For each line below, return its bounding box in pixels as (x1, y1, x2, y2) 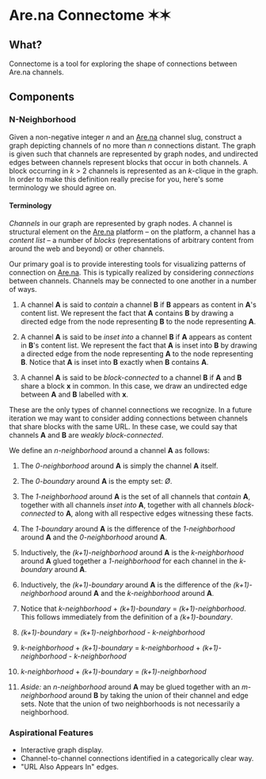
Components (9, 90, 74, 104)
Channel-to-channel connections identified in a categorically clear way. (20, 754, 254, 763)
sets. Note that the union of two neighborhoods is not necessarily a (20, 699, 241, 708)
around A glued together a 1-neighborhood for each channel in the (20, 556, 238, 566)
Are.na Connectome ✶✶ (9, 6, 171, 25)
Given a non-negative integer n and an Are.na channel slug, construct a (9, 132, 242, 141)
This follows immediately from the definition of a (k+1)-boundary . (20, 612, 233, 621)
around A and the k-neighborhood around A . (68, 588, 215, 597)
